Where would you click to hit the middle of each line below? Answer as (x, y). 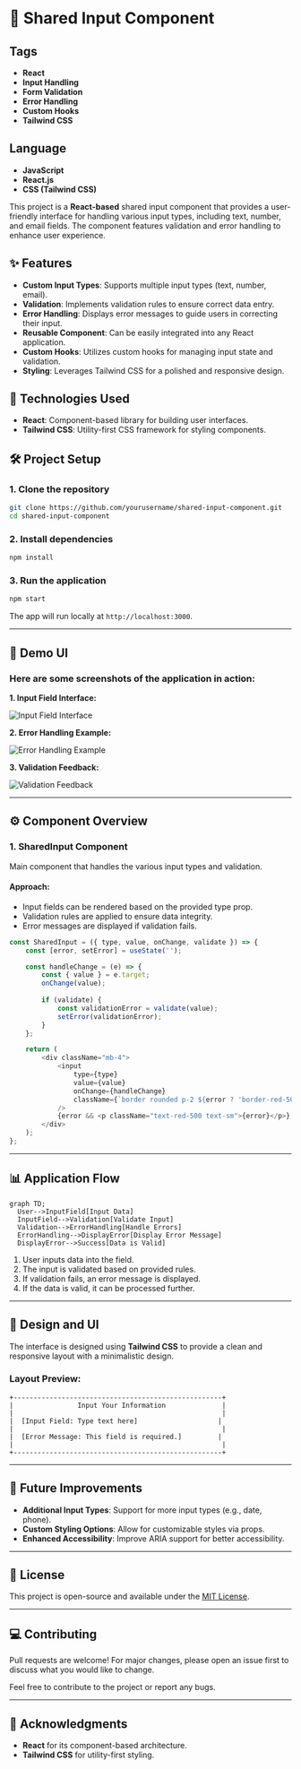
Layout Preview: (45, 1379)
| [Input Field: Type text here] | (116, 1421)
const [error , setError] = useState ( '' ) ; (103, 950)
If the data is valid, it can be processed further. (108, 1288)
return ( (42, 1049)
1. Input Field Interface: (53, 697)
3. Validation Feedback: (54, 767)
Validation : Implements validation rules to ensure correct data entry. (148, 304)
